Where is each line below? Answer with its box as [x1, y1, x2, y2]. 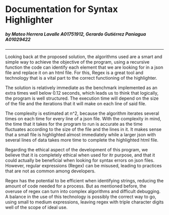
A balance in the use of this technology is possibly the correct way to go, [5, 194, 156, 200]
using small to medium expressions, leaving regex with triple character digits [5, 199, 164, 205]
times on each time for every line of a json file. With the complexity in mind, [5, 116, 161, 122]
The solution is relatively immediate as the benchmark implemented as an [5, 85, 157, 91]
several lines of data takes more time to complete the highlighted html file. [5, 137, 158, 143]
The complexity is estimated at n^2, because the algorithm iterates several [5, 110, 159, 116]
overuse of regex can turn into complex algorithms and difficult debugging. [5, 188, 161, 194]
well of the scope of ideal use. [5, 204, 68, 210]
